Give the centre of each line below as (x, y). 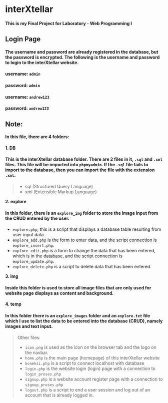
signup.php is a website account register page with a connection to (94, 379)
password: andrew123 (27, 108)
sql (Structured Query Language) (59, 186)
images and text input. (29, 326)
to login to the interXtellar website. (42, 62)
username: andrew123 (27, 97)
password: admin (23, 85)
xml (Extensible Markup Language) (61, 192)
